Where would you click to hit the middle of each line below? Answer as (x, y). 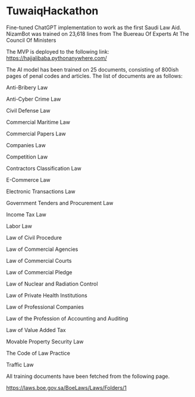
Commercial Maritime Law (38, 122)
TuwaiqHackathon (52, 11)
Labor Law (19, 226)
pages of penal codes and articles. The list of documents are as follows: (95, 76)
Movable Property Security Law (45, 342)
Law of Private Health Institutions (47, 295)
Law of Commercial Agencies (42, 249)
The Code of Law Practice (38, 353)
